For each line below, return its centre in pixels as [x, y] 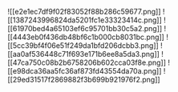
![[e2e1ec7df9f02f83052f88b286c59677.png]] [84, 12]
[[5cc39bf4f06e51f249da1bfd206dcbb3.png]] [83, 46]
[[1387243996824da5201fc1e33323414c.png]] [85, 20]
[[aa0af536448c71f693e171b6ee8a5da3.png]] [83, 54]
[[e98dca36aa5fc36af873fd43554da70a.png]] [85, 71]
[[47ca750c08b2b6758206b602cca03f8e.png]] [87, 62]
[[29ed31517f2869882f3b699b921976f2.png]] [84, 80]
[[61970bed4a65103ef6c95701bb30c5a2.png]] [85, 28]
